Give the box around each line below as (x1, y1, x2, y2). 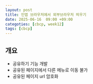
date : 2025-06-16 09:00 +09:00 (5, 17, 73, 22)
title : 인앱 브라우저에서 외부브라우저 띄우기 (5, 12, 86, 17)
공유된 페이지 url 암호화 (12, 73, 59, 79)
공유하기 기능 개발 (12, 60, 48, 66)
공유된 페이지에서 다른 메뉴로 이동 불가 (12, 67, 88, 73)
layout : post (5, 7, 33, 13)
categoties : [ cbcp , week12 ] (5, 21, 64, 27)
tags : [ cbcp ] (5, 26, 33, 31)
